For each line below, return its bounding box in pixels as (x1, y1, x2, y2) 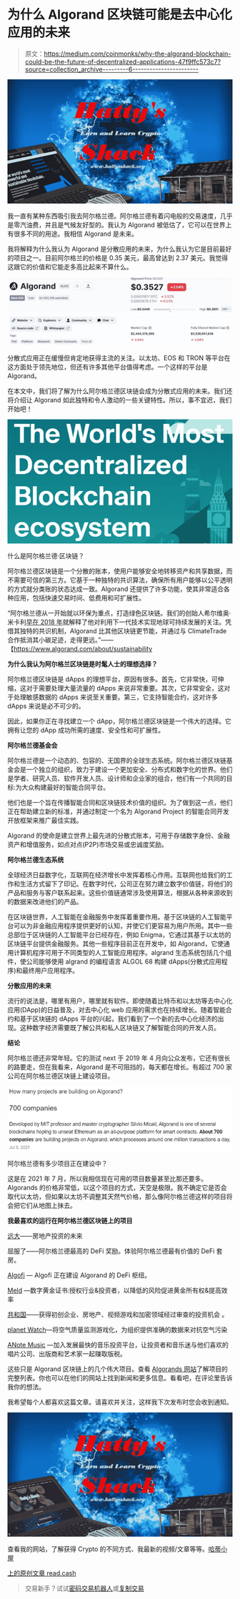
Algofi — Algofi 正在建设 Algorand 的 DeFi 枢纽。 (7, 1270, 151, 1279)
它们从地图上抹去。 (19, 1201, 76, 1209)
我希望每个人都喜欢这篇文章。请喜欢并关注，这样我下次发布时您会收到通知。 (7, 1397, 233, 1406)
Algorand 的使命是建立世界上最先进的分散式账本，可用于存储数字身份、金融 (7, 831, 230, 840)
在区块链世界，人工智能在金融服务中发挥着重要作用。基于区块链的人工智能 (7, 913, 226, 921)
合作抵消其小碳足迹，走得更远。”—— (7, 635, 114, 644)
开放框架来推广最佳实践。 (7, 816, 83, 825)
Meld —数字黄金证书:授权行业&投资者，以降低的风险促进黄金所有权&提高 (7, 1286, 221, 1294)
